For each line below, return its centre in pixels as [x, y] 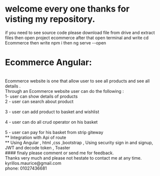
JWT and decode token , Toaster [38, 147]
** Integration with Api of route [36, 137]
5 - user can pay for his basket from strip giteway [54, 132]
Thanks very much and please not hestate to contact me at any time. [73, 158]
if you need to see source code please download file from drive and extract [80, 32]
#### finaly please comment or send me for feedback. [59, 153]
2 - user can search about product [39, 101]
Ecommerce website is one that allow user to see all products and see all [77, 81]
